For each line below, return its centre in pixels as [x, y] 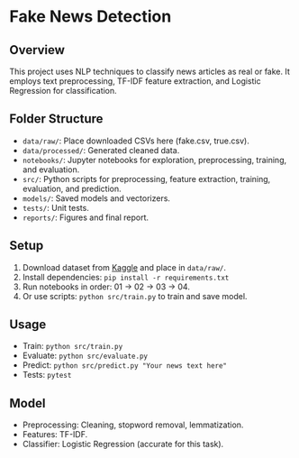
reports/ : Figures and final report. [86, 217]
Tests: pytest [47, 375]
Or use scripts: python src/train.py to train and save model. [135, 296]
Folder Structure [56, 119]
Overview [37, 50]
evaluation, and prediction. [72, 188]
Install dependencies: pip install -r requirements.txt [126, 277]
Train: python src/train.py [72, 346]
